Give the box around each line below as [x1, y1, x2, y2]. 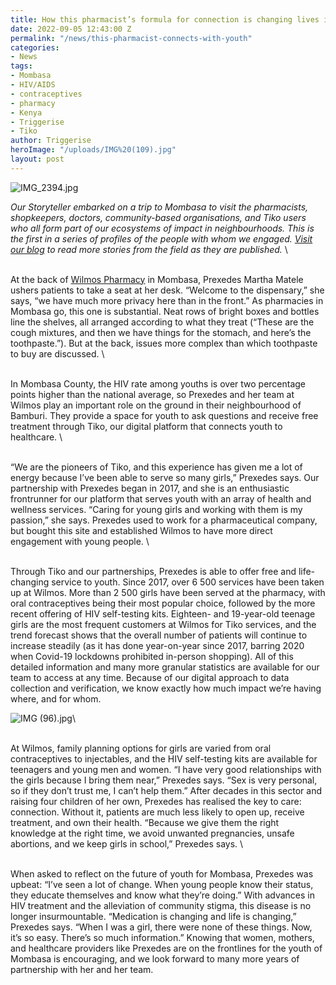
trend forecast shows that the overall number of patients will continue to [10, 629, 308, 641]
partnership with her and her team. [10, 963, 154, 975]
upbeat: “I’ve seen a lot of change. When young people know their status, [10, 878, 314, 890]
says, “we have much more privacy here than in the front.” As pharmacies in [10, 294, 324, 306]
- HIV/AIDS [10, 80, 56, 90]
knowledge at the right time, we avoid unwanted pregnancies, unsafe [10, 827, 295, 839]
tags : [10, 61, 33, 71]
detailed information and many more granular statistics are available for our [10, 661, 320, 673]
